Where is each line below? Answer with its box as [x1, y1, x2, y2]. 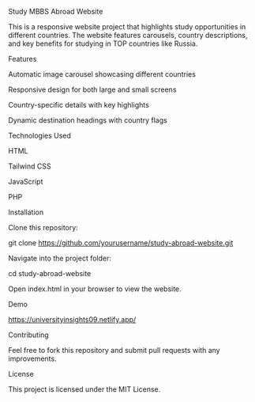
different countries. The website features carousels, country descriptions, [8, 31, 248, 40]
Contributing [8, 330, 49, 339]
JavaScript [8, 177, 43, 186]
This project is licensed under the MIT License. [8, 385, 161, 394]
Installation [8, 207, 44, 217]
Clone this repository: [8, 223, 79, 232]
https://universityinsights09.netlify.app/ [8, 315, 137, 324]
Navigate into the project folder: [8, 253, 112, 263]
